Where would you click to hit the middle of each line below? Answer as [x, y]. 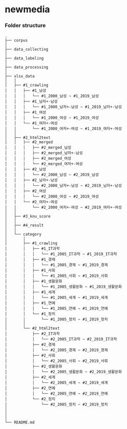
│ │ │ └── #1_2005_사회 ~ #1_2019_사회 [56, 276]
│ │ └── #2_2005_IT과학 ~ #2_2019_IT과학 [61, 339]
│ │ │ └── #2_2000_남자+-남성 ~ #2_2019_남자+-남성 [63, 186]
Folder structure [25, 26]
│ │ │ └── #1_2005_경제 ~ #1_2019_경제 [56, 265]
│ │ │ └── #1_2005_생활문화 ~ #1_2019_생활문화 [63, 287]
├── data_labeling [24, 58]
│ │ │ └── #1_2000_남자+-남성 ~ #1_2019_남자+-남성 [63, 107]
